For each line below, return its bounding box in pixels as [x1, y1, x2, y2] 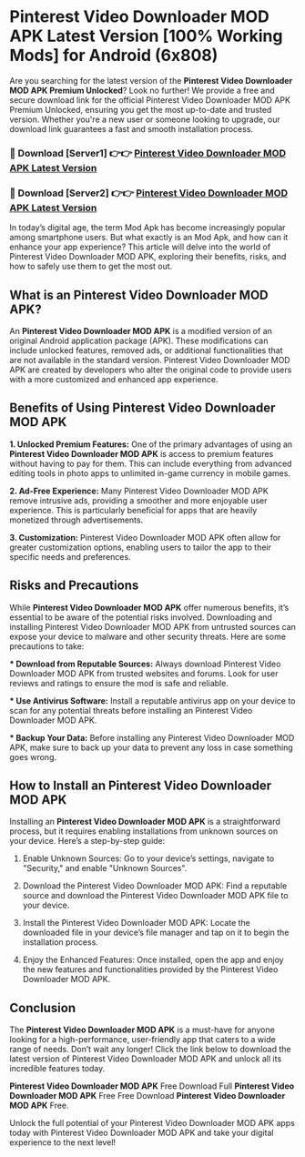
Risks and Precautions [9, 578, 139, 594]
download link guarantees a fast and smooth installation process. [9, 123, 253, 134]
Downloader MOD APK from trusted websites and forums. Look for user [9, 667, 279, 679]
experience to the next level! [9, 1137, 117, 1148]
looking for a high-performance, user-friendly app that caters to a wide [9, 1034, 276, 1045]
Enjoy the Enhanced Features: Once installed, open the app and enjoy [22, 954, 284, 966]
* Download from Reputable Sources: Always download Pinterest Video [9, 658, 281, 669]
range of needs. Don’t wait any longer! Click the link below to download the [9, 1044, 291, 1055]
